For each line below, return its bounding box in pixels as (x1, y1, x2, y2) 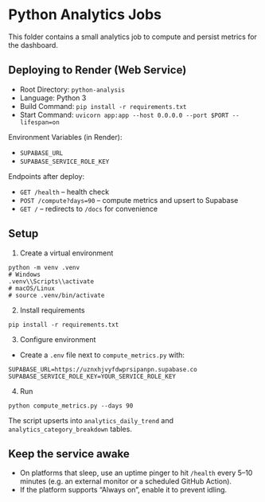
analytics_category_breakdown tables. (8, 424, 133, 434)
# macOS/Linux (8, 284, 56, 292)
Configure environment (19, 334, 96, 344)
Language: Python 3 (19, 93, 87, 103)
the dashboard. (8, 40, 58, 49)
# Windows (8, 270, 41, 278)
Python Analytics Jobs (8, 6, 162, 24)
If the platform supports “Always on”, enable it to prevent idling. (19, 485, 228, 495)
